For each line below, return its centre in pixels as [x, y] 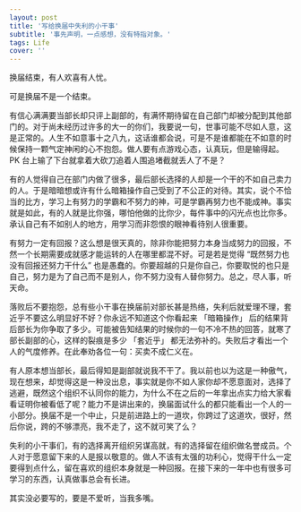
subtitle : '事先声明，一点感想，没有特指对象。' [90, 34]
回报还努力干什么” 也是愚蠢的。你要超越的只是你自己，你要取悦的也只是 [157, 266]
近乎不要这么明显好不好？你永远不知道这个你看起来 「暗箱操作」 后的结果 [145, 318]
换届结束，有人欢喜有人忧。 [60, 78]
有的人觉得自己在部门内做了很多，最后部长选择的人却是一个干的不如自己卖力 [150, 179]
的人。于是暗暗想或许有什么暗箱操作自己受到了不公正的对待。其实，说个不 [146, 191]
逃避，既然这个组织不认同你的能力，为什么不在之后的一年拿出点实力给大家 [146, 393]
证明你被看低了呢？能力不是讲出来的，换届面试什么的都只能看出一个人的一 [154, 405]
